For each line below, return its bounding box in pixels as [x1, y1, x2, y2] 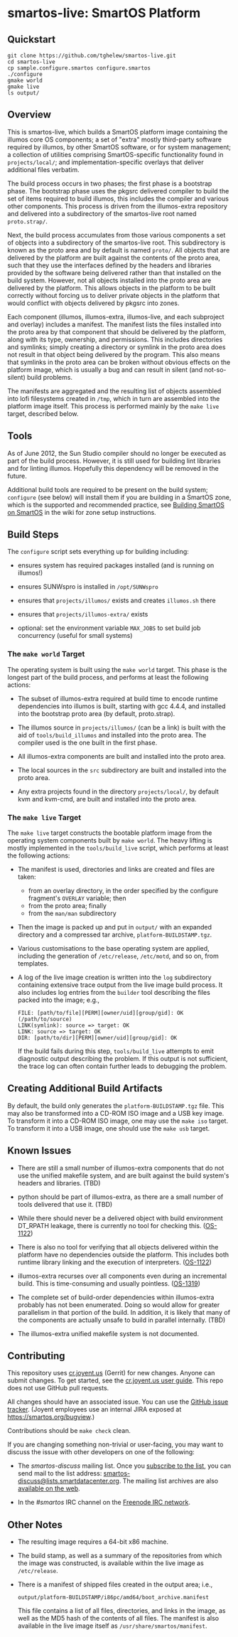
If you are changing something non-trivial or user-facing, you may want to [7, 1440, 224, 1449]
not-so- [204, 365, 227, 374]
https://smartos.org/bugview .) [7, 1413, 95, 1422]
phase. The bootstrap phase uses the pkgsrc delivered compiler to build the [7, 186, 229, 195]
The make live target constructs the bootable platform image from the [7, 828, 212, 837]
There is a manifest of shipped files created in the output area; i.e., [17, 1580, 213, 1589]
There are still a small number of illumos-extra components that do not [17, 1163, 225, 1172]
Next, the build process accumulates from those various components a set [7, 230, 226, 239]
